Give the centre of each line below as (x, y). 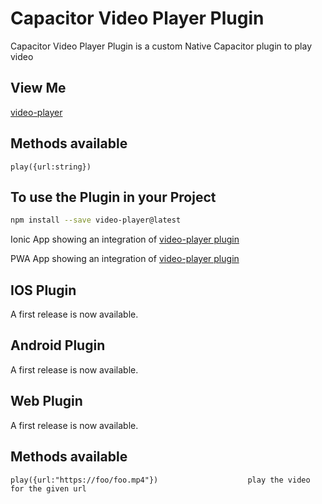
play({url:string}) (51, 167)
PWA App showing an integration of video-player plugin (125, 259)
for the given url (48, 488)
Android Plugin (58, 345)
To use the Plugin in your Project (113, 197)
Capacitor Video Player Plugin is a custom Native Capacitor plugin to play (161, 46)
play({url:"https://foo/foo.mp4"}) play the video (160, 480)
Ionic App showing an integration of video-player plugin (125, 239)
